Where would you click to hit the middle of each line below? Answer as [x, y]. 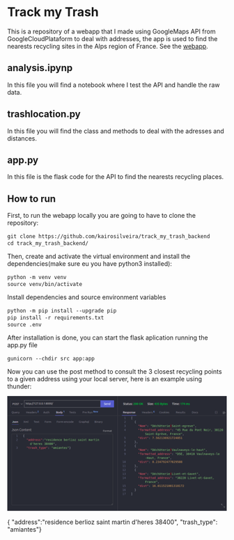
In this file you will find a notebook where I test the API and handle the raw [114, 85]
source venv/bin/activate [45, 285]
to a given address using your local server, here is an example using [105, 379]
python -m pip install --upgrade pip [62, 311]
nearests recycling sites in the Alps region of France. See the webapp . [108, 46]
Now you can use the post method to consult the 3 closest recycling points [115, 372]
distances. [22, 138]
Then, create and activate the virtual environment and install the [99, 256]
